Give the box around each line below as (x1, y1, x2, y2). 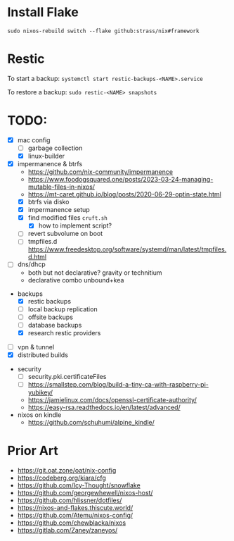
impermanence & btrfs (17, 160, 83, 168)
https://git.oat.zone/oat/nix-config (17, 466, 117, 474)
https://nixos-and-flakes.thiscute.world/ (17, 504, 134, 511)
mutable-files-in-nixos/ (27, 182, 96, 191)
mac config (17, 135, 51, 144)
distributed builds (17, 350, 69, 359)
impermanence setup (27, 206, 90, 214)
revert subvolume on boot (27, 230, 103, 238)
